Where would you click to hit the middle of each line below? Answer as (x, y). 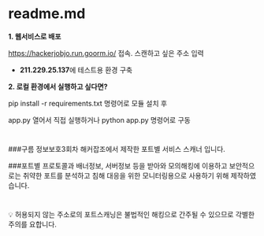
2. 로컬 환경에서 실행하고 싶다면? (58, 87)
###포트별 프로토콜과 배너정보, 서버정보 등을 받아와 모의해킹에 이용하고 (118, 166)
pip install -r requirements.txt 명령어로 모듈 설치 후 (88, 103)
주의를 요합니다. (33, 224)
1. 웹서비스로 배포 (35, 36)
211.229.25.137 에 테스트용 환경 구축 (76, 70)
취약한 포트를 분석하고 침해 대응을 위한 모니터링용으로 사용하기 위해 (126, 176)
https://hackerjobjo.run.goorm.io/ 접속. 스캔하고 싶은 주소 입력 (106, 53)
